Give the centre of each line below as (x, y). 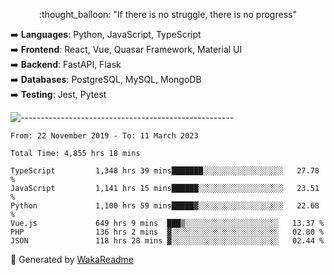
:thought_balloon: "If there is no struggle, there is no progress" (168, 14)
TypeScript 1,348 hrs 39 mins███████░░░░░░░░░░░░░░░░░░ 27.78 (165, 171)
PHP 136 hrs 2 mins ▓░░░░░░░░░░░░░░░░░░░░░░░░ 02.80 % (167, 232)
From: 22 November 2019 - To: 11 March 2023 (104, 136)
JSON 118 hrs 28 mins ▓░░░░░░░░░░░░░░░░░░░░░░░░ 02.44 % (167, 241)
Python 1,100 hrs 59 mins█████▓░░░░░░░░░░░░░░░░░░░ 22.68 (165, 206)
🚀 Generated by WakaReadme (72, 259)
